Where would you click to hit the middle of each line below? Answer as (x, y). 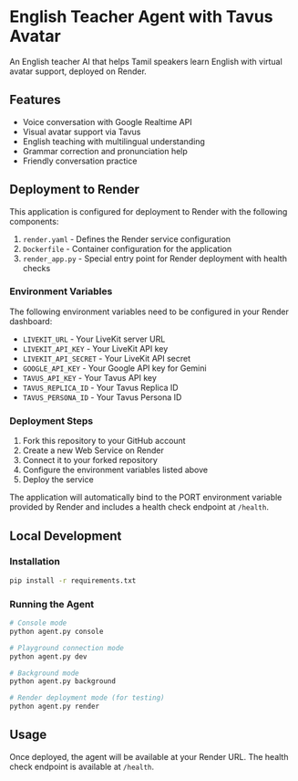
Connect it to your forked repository (90, 460)
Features (35, 100)
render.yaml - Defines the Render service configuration (126, 238)
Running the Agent (52, 604)
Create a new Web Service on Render (93, 450)
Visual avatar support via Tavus (82, 132)
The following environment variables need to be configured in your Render (149, 311)
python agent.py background (63, 681)
